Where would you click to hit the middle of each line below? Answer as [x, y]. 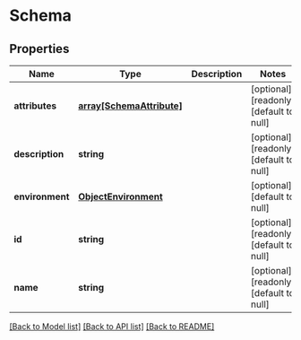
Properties [39, 49]
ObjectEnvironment [120, 196]
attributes [35, 106]
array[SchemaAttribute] [130, 106]
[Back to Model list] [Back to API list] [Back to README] [112, 327]
